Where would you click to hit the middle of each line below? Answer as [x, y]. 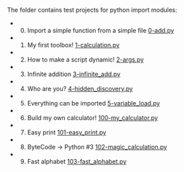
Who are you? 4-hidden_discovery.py [80, 89]
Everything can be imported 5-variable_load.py [94, 103]
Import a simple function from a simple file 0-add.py [101, 30]
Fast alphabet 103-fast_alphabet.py [77, 161]
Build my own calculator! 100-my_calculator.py [93, 118]
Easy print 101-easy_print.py [67, 132]
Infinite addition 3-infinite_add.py [74, 74]
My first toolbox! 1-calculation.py [73, 45]
